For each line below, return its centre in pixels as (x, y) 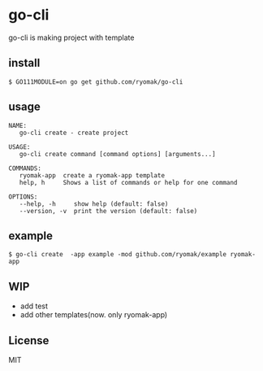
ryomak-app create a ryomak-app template (92, 175)
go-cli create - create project (74, 133)
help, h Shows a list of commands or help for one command (128, 182)
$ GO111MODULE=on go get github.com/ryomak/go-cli (96, 82)
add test (34, 306)
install (24, 63)
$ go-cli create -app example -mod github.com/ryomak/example (118, 255)
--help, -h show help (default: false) (94, 204)
